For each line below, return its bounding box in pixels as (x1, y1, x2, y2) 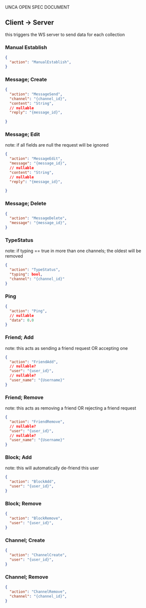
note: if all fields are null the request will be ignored (5, 142, 109, 148)
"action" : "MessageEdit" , (9, 156, 63, 161)
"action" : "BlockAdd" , (9, 479, 56, 484)
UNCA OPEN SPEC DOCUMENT (5, 4, 70, 10)
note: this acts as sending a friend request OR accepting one (5, 345, 128, 351)
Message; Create (5, 76, 47, 83)
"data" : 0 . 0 (9, 318, 34, 323)
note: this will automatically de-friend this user (5, 465, 99, 471)
